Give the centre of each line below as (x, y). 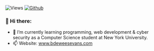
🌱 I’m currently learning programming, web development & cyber (81, 32)
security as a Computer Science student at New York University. (80, 38)
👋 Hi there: (19, 21)
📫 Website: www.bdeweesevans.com (53, 43)
